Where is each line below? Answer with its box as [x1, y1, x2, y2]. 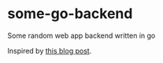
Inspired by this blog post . [7, 46, 92, 55]
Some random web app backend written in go [7, 31, 156, 40]
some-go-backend [7, 5, 133, 23]
